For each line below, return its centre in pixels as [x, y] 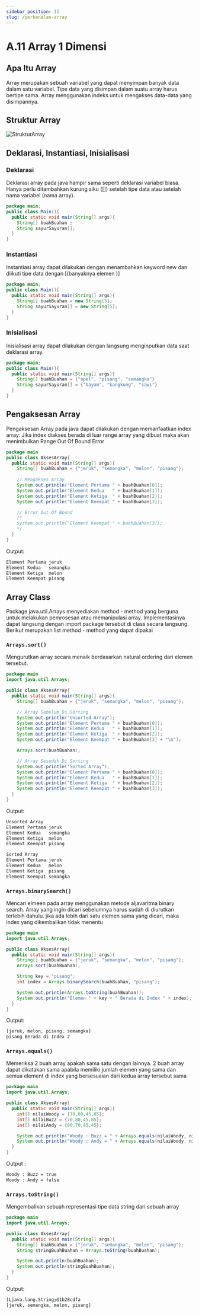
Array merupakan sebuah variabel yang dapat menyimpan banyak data [93, 82]
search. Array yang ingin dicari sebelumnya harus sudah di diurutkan [90, 909]
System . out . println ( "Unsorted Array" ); [66, 718]
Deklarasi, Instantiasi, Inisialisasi [68, 153]
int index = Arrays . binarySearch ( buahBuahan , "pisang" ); [89, 982]
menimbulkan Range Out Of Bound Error [55, 441]
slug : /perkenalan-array [37, 17]
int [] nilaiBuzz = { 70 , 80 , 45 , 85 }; [59, 1120]
